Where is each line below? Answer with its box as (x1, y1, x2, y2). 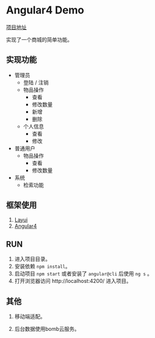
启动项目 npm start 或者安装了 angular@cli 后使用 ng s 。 (14, 270, 153, 277)
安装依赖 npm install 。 (14, 263, 71, 270)
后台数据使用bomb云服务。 (14, 326, 80, 333)
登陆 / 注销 (23, 78, 49, 86)
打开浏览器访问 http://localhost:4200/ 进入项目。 (14, 278, 132, 285)
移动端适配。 (14, 313, 45, 320)
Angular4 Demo (6, 4, 84, 17)
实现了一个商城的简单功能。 (6, 36, 73, 43)
